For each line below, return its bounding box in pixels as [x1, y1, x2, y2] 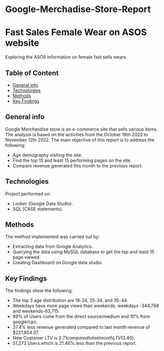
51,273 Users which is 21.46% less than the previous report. [12, 340, 137, 346]
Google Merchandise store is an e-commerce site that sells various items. [5, 126, 158, 132]
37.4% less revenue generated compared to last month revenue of [12, 324, 150, 330]
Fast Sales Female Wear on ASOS [5, 27, 147, 38]
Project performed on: [5, 191, 51, 197]
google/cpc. [12, 319, 38, 325]
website [5, 37, 39, 49]
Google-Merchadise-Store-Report [5, 4, 151, 15]
